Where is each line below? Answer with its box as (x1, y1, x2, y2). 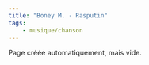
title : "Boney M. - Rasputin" (8, 11, 109, 20)
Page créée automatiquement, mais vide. (8, 48, 143, 58)
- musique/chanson (22, 26, 83, 34)
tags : (8, 19, 26, 27)
